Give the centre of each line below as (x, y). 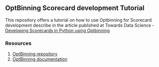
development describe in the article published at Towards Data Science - (80, 25)
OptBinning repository (35, 54)
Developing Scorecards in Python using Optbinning (58, 30)
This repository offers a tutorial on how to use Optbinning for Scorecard (79, 20)
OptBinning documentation (40, 59)
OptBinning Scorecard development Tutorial (75, 8)
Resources (18, 43)
